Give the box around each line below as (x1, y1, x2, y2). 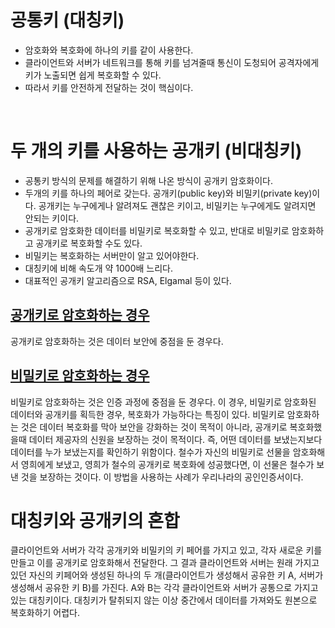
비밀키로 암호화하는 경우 (10, 367, 150, 385)
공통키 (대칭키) (10, 9, 125, 32)
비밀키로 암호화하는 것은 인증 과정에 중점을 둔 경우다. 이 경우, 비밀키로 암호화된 (10, 396, 317, 408)
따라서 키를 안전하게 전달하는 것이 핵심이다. (24, 81, 194, 93)
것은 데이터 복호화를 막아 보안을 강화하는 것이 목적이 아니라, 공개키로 (20, 421, 288, 433)
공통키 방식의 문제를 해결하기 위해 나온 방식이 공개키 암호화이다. (24, 174, 273, 186)
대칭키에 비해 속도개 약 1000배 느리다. (24, 262, 174, 274)
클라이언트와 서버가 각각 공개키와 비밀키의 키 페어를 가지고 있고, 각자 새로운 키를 (10, 544, 323, 556)
